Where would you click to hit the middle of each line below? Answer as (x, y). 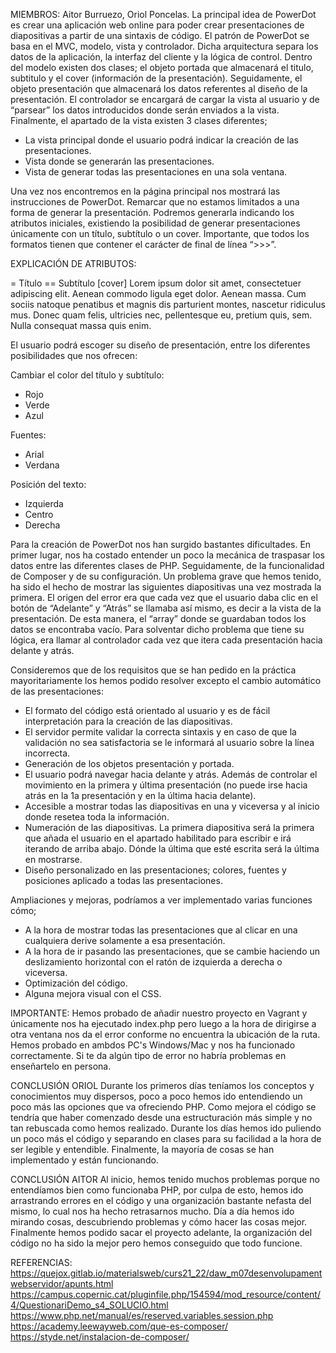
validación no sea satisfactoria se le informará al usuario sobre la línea (169, 742)
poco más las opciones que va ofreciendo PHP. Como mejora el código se (163, 1107)
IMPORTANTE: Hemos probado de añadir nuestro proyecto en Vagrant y (159, 1013)
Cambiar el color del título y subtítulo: (87, 375)
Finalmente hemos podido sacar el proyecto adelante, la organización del (161, 1232)
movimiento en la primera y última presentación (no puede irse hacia (166, 785)
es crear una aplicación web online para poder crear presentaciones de (157, 25)
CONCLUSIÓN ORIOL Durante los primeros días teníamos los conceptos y (162, 1085)
